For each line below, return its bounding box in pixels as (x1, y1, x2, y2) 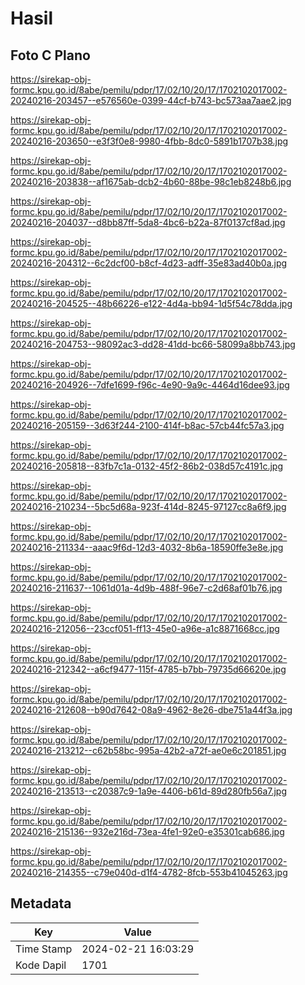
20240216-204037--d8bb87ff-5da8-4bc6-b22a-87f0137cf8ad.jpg (10, 217, 286, 228)
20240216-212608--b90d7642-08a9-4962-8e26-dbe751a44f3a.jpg (10, 704, 293, 716)
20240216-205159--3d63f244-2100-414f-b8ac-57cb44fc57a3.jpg (10, 420, 285, 431)
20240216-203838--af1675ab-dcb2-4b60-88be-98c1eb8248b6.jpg (10, 176, 292, 187)
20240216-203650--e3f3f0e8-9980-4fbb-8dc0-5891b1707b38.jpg (10, 135, 289, 147)
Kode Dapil (15, 958, 67, 972)
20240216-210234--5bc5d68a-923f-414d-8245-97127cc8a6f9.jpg (10, 501, 287, 512)
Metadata (10, 895, 72, 912)
